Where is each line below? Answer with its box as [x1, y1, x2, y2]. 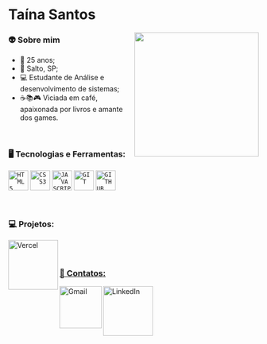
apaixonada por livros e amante [19, 105, 123, 114]
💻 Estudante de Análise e [19, 73, 105, 83]
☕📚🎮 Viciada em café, [19, 93, 98, 102]
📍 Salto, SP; [19, 64, 59, 73]
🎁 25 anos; [19, 56, 56, 65]
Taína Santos [8, 6, 96, 24]
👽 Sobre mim [8, 34, 60, 45]
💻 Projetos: [8, 218, 55, 230]
